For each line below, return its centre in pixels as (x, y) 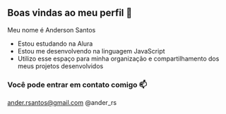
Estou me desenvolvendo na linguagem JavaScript (91, 51)
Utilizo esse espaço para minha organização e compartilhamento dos (118, 58)
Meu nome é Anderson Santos (52, 30)
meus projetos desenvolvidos (60, 66)
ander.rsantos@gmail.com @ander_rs (62, 103)
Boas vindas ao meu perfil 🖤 (70, 13)
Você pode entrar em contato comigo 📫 (77, 84)
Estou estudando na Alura (55, 44)
